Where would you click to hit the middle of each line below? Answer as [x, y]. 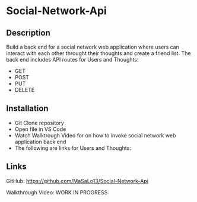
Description [28, 33]
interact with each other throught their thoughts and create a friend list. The [99, 53]
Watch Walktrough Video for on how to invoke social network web [95, 135]
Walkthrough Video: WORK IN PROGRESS [57, 192]
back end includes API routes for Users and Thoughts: [72, 60]
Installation [27, 109]
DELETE [25, 90]
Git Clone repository [39, 123]
